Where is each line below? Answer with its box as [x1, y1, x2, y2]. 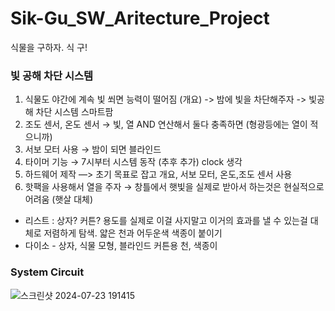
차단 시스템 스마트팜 [35, 106, 114, 118]
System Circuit [10, 265, 85, 279]
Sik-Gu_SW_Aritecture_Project [10, 7, 270, 30]
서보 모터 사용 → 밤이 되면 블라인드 [24, 143, 162, 156]
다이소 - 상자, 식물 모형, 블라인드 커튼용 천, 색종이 [24, 240, 218, 252]
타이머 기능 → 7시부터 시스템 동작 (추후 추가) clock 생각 [24, 156, 243, 168]
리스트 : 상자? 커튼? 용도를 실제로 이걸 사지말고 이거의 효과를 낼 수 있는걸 [24, 215, 308, 227]
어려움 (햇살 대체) [24, 193, 94, 206]
